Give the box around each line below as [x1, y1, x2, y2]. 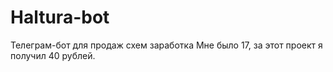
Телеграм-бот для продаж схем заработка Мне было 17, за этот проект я [10, 39, 323, 51]
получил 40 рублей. [10, 49, 96, 61]
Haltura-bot [10, 6, 110, 29]
